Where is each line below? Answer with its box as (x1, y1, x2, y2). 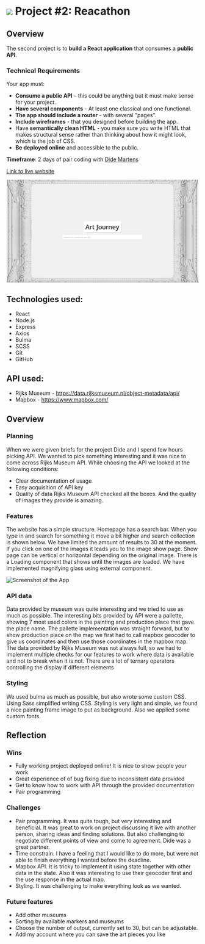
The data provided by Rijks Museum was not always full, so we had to (6, 644, 182, 652)
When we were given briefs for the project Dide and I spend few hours (6, 445, 183, 453)
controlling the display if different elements (6, 664, 114, 671)
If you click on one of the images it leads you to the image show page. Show (6, 545, 198, 553)
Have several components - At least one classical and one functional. (15, 105, 192, 112)
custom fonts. (6, 712, 41, 719)
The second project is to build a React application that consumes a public (6, 45, 194, 52)
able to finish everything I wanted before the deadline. (15, 856, 151, 863)
